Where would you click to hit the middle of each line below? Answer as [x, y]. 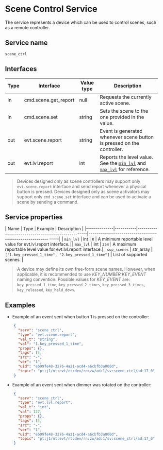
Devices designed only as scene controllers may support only [79, 181]
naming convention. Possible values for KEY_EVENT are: [73, 279]
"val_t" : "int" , [34, 407]
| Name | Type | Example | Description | [44, 229]
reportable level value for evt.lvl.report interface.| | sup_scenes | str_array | [79, 249]
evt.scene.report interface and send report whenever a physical [81, 186]
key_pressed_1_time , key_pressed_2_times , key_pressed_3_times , [81, 285]
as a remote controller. [27, 27]
